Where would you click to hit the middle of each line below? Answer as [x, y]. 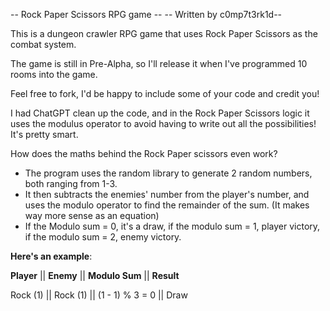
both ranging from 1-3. [71, 183]
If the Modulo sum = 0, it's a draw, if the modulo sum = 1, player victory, [172, 226]
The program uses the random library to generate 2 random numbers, [168, 173]
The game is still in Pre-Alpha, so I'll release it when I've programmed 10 [159, 63]
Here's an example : [51, 256]
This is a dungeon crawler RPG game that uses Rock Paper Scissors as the [164, 33]
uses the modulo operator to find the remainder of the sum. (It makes [167, 205]
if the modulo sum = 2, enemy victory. [103, 237]
